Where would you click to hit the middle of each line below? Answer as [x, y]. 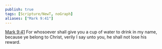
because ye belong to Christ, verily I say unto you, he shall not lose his [76, 37]
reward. [13, 42]
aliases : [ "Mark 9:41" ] [29, 18]
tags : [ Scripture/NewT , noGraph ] [39, 14]
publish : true [20, 9]
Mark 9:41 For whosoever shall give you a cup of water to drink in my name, [81, 32]
